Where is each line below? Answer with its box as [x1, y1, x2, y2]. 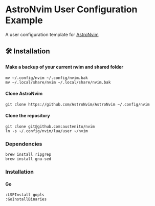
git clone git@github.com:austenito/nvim [5, 124, 95, 129]
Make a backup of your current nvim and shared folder [5, 64, 124, 70]
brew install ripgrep [5, 152, 52, 157]
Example [5, 14, 43, 26]
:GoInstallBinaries [5, 197, 47, 202]
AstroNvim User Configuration [5, 4, 138, 15]
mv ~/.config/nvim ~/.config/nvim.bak [5, 75, 88, 80]
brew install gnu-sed [5, 156, 52, 162]
